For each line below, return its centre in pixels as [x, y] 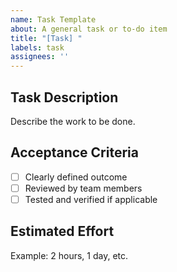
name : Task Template [53, 19]
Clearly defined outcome [76, 177]
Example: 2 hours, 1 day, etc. [69, 255]
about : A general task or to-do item [89, 29]
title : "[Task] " [46, 38]
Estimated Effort [62, 231]
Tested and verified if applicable [91, 199]
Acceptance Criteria [74, 152]
